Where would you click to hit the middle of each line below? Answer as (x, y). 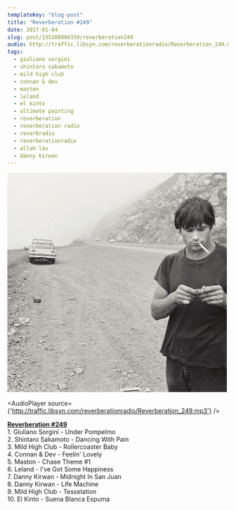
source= (60, 403)
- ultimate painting (44, 111)
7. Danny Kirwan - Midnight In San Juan (64, 477)
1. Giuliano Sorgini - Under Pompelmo (61, 432)
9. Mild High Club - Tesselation (52, 492)
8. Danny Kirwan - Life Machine (53, 484)
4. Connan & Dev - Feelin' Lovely (55, 455)
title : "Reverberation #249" (50, 22)
